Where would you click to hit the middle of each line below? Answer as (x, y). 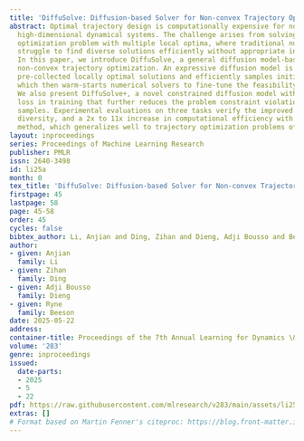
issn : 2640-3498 (40, 161)
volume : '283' (36, 346)
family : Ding (42, 279)
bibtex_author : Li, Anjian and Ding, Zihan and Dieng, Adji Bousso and (147, 236)
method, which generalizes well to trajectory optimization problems (151, 128)
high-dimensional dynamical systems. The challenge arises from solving (157, 34)
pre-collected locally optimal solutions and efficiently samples (145, 77)
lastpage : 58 (34, 203)
